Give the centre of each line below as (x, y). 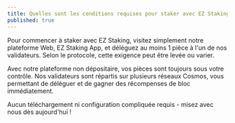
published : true (31, 20)
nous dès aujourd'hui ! (40, 112)
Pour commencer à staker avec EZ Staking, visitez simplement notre (106, 40)
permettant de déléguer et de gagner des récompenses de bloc (99, 83)
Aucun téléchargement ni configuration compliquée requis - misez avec (111, 104)
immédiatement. (30, 91)
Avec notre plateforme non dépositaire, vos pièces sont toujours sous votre (116, 68)
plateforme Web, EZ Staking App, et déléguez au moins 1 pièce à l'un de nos (117, 48)
